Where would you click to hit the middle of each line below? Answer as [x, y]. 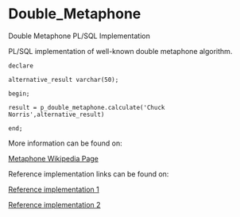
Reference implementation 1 [54, 189]
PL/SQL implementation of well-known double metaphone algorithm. [120, 51]
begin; [19, 93]
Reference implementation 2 [54, 204]
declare [21, 66]
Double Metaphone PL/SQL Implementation [79, 36]
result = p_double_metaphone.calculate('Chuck [87, 107]
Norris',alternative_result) [56, 114]
